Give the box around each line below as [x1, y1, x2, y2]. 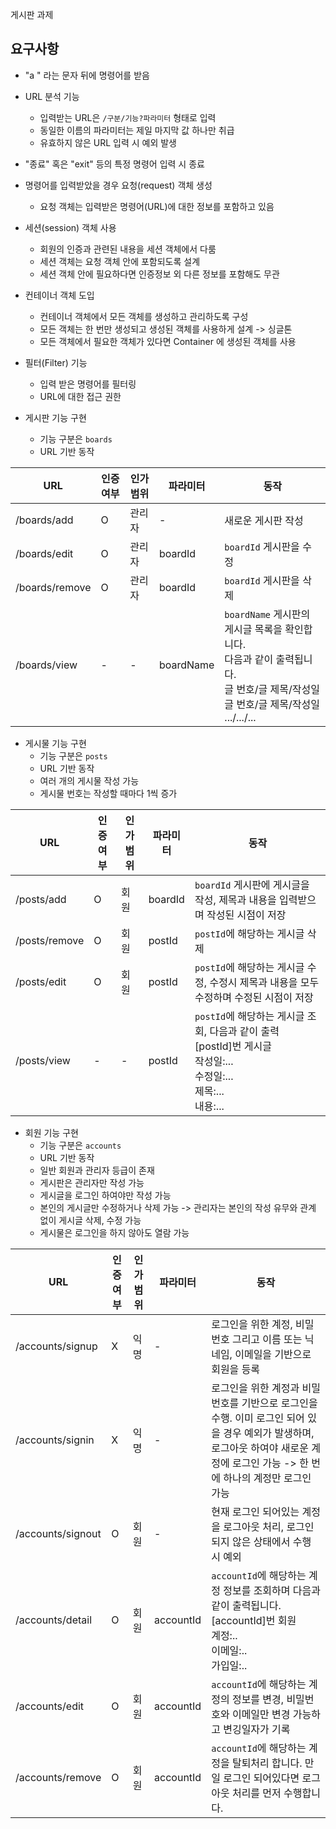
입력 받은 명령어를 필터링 [39, 378, 137, 390]
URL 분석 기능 [24, 90, 80, 102]
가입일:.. [211, 1658, 248, 1672]
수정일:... [194, 1069, 234, 1083]
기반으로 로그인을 [241, 1396, 318, 1410]
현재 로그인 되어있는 [211, 1504, 300, 1518]
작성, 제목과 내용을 [194, 893, 277, 907]
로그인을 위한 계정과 [211, 1381, 300, 1395]
